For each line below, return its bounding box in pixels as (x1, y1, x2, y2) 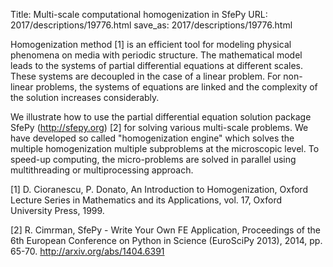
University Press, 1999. (10, 205, 105, 216)
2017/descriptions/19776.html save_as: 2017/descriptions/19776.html (10, 19, 293, 31)
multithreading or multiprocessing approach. (10, 164, 194, 176)
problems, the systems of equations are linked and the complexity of (35, 81, 318, 93)
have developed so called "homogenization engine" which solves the (10, 132, 295, 144)
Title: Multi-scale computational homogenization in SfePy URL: (10, 9, 268, 20)
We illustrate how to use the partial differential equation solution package (10, 111, 312, 123)
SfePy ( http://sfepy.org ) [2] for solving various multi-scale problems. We (10, 122, 309, 133)
